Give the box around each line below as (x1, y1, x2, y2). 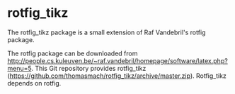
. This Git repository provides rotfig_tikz (31, 64, 147, 72)
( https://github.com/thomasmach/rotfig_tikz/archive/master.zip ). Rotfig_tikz (7, 72, 227, 80)
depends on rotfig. (7, 79, 62, 87)
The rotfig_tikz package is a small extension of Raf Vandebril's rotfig (7, 28, 206, 36)
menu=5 (7, 64, 32, 72)
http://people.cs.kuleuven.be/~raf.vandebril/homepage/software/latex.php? (7, 56, 228, 65)
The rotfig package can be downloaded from (7, 49, 138, 58)
